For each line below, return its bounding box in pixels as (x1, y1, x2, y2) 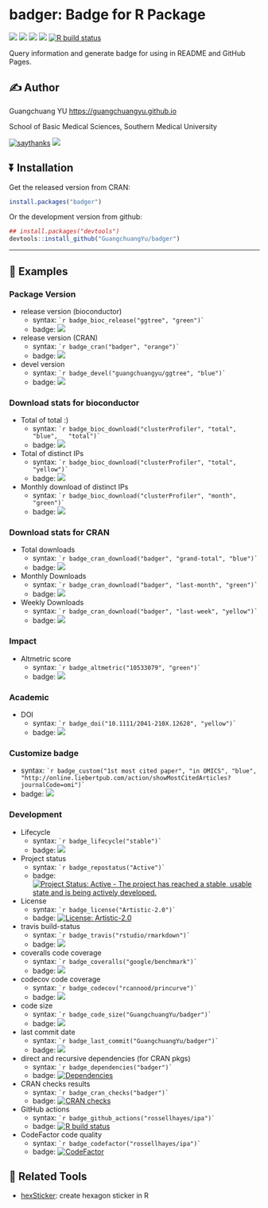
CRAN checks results (20, 1079, 91, 1088)
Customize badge (9, 747, 79, 758)
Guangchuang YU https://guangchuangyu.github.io (9, 106, 177, 116)
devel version (20, 359, 65, 368)
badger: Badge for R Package (9, 6, 206, 24)
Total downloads (20, 545, 76, 555)
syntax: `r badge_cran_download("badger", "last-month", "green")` (32, 580, 258, 589)
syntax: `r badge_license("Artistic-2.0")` (32, 904, 177, 914)
